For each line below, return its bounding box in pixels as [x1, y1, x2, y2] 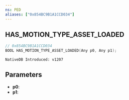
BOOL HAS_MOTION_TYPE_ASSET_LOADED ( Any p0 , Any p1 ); [5, 48, 117, 53]
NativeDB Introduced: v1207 [5, 57, 64, 62]
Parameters [5, 71, 42, 79]
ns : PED [5, 7, 21, 12]
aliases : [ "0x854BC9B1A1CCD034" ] [5, 12, 75, 17]
